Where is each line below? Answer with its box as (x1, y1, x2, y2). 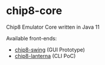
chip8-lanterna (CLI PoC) (14, 52, 76, 59)
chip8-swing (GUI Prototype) (14, 46, 86, 53)
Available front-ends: (6, 35, 57, 42)
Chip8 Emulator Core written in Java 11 (6, 23, 100, 30)
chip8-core (6, 4, 63, 18)
